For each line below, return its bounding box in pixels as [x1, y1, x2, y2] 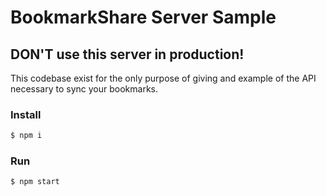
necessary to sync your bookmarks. [10, 83, 159, 95]
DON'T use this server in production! [10, 46, 245, 63]
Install [10, 107, 42, 121]
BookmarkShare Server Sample [10, 6, 277, 29]
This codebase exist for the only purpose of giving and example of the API [10, 72, 317, 84]
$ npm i [10, 131, 43, 141]
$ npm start [10, 177, 60, 187]
